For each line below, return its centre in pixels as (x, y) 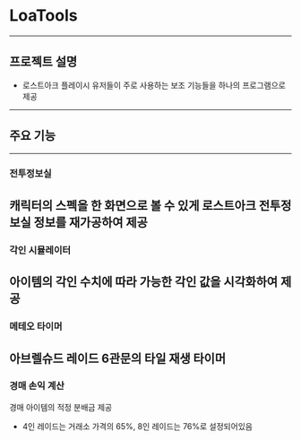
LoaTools (43, 16)
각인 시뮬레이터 (40, 250)
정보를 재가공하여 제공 (90, 222)
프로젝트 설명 (43, 62)
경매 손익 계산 (37, 386)
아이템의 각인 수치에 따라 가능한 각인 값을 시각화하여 (144, 282)
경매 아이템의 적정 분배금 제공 (61, 407)
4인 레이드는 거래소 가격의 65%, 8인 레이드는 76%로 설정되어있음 (138, 426)
